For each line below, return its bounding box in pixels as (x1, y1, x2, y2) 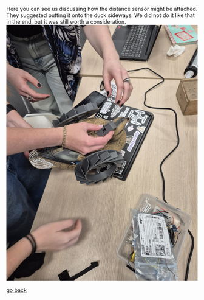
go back (6, 287, 27, 294)
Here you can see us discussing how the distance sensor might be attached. (6, 5, 198, 12)
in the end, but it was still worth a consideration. (6, 18, 126, 25)
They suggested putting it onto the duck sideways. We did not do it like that (6, 12, 195, 19)
